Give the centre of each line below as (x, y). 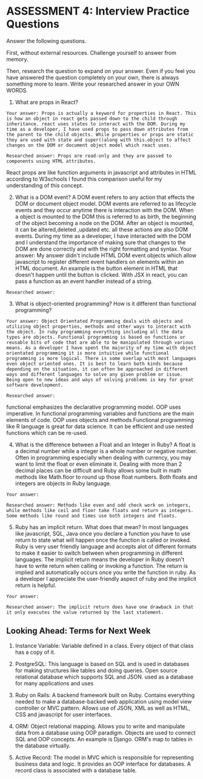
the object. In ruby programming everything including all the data (95, 332)
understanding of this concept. (45, 185)
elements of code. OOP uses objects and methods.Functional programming (100, 420)
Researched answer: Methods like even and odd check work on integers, (98, 505)
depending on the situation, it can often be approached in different (97, 369)
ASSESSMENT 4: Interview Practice (98, 11)
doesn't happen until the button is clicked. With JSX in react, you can (101, 274)
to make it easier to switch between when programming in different (99, 553)
